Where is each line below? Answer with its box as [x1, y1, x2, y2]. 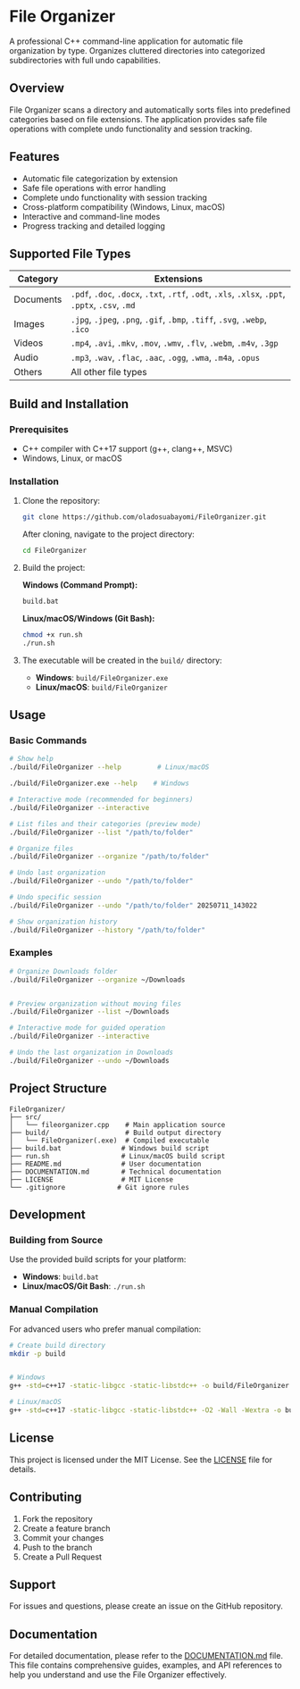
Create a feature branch [21, 1523, 111, 1534]
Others [13, 366, 43, 379]
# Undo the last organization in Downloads [9, 1048, 174, 1058]
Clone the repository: [21, 496, 101, 506]
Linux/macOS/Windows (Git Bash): [21, 613, 155, 623]
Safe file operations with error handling [21, 182, 167, 193]
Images [13, 318, 45, 330]
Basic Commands [9, 734, 87, 747]
